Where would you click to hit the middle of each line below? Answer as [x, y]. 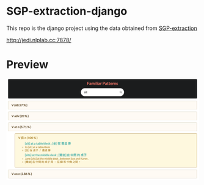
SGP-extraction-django [67, 11]
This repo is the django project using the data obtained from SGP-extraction [102, 28]
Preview [27, 65]
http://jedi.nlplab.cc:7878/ [39, 40]
